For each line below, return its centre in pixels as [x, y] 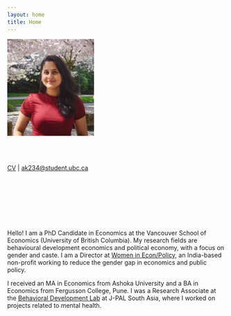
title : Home [24, 22]
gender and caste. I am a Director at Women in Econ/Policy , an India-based [114, 255]
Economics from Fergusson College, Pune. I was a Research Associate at [112, 291]
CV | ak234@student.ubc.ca [48, 168]
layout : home [26, 15]
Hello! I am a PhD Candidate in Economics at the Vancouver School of [107, 233]
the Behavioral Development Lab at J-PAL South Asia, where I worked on [111, 298]
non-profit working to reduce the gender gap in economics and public [107, 263]
